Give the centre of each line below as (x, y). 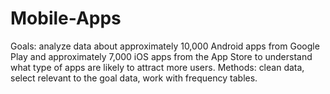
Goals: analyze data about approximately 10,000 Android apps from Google (165, 46)
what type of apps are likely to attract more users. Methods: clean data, (157, 67)
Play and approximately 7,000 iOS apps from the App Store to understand (161, 56)
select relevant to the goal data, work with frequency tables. (134, 78)
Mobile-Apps (66, 18)
